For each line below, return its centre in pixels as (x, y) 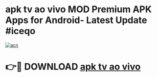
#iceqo (20, 31)
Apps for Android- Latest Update (76, 20)
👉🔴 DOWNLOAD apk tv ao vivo (73, 67)
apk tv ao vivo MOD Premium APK (78, 9)
